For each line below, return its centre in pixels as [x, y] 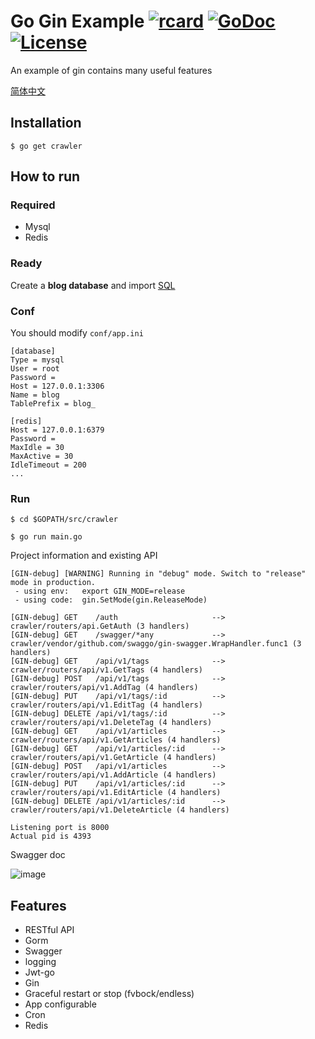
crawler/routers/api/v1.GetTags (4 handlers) [106, 670]
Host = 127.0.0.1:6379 [57, 430]
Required [33, 205]
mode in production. [53, 583]
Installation [46, 123]
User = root [35, 369]
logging [40, 962]
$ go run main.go [46, 537]
